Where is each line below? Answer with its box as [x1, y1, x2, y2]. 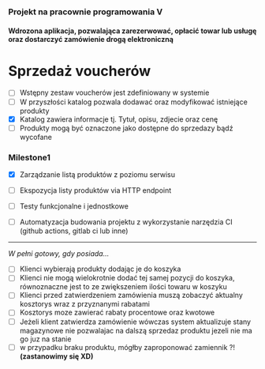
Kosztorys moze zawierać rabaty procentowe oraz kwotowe [19, 307, 215, 318]
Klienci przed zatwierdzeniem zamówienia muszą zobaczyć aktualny [19, 291, 243, 300]
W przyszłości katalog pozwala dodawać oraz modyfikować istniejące [19, 97, 248, 107]
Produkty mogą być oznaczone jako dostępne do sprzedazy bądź [19, 123, 233, 133]
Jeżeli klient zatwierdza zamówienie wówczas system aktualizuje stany [19, 317, 251, 326]
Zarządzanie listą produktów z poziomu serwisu [19, 170, 176, 179]
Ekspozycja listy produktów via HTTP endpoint [19, 186, 172, 195]
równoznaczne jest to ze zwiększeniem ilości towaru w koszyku [19, 282, 227, 292]
